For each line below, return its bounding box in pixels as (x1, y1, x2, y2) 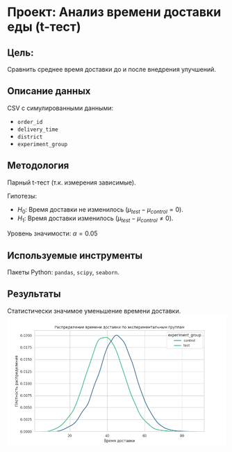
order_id (17, 118, 43, 125)
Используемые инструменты (7, 249, 143, 261)
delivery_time (17, 126, 58, 133)
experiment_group (17, 141, 68, 148)
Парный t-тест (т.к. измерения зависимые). (7, 178, 137, 187)
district (17, 133, 43, 140)
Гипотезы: (7, 192, 37, 200)
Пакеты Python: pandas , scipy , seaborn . (7, 268, 120, 276)
